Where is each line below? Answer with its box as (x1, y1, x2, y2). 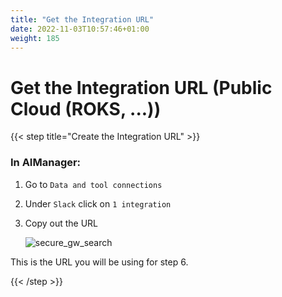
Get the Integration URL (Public (10, 76, 273, 99)
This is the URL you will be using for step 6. (10, 256, 189, 268)
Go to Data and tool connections (24, 178, 163, 190)
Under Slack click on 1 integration (24, 197, 172, 210)
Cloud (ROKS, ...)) (10, 97, 162, 120)
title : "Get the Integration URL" (10, 14, 155, 25)
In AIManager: (10, 156, 82, 170)
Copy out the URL (24, 217, 99, 229)
